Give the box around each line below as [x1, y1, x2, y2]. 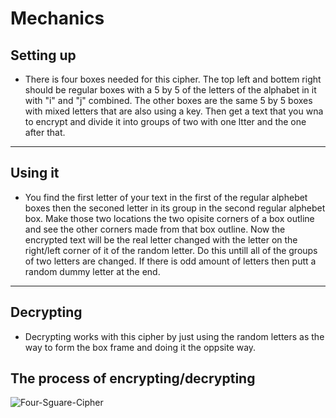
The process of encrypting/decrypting [10, 370, 256, 387]
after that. [24, 127, 66, 138]
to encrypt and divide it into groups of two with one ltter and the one [24, 116, 307, 127]
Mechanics [10, 7, 105, 30]
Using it [10, 165, 60, 182]
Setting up [10, 47, 77, 64]
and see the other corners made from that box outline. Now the [24, 223, 286, 235]
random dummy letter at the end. [24, 265, 161, 277]
